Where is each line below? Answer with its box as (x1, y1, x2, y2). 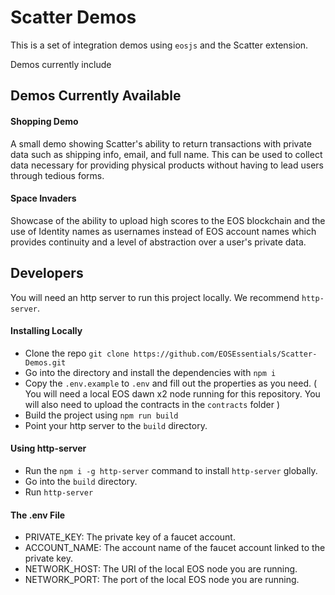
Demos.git (24, 357, 67, 368)
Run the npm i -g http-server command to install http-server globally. (24, 464, 318, 476)
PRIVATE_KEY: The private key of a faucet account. (24, 531, 236, 543)
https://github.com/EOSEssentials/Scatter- (133, 349, 318, 359)
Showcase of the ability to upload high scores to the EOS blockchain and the (10, 214, 326, 226)
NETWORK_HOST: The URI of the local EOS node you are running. (24, 563, 298, 575)
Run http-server (24, 486, 94, 498)
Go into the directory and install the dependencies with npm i (24, 366, 277, 378)
